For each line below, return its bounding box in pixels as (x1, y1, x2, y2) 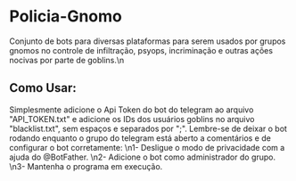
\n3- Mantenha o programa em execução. (9, 160, 163, 171)
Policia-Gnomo (9, 6, 123, 27)
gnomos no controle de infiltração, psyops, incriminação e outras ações (9, 45, 274, 55)
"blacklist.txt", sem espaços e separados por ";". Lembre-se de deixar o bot (9, 123, 288, 134)
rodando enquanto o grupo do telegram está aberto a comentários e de (9, 132, 272, 144)
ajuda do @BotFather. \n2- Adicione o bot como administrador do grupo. (9, 152, 276, 162)
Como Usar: (9, 80, 78, 95)
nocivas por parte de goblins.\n (9, 54, 125, 65)
